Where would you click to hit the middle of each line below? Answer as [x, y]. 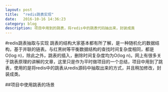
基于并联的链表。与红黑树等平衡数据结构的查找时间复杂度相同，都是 [84, 49]
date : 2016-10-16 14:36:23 [35, 19]
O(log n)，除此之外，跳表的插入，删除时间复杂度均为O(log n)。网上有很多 [81, 56]
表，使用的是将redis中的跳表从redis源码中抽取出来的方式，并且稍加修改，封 [83, 68]
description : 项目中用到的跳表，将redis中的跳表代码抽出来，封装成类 [70, 28]
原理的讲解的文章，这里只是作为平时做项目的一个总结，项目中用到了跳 [90, 62]
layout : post [19, 10]
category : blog [21, 24]
